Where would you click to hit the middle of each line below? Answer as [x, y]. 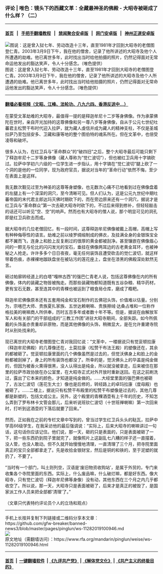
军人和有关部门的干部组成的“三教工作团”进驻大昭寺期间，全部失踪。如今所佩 [81, 318]
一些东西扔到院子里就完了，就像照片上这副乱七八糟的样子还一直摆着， [88, 438]
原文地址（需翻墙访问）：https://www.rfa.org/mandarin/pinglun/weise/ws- [79, 539]
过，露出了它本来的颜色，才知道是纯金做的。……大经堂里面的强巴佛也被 [77, 378]
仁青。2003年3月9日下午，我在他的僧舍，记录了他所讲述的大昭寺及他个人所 [81, 75]
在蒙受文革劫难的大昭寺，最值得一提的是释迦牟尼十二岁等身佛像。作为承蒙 [79, 116]
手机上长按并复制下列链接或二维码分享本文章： [52, 518]
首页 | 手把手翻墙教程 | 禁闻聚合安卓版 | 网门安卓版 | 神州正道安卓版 [80, 33]
